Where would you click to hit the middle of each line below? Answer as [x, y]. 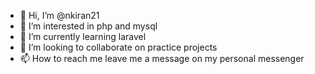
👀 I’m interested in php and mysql [88, 26]
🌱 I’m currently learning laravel [83, 36]
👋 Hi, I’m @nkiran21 [59, 15]
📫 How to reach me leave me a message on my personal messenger [162, 58]
